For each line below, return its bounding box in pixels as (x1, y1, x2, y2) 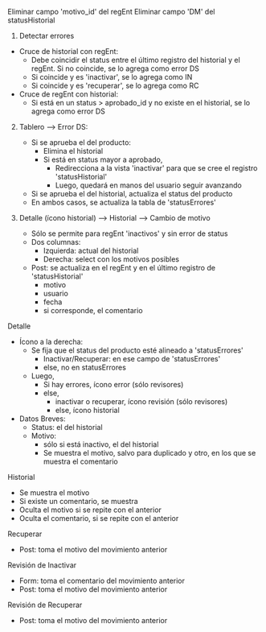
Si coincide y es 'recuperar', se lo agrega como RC (31, 81, 199, 90)
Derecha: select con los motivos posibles (43, 254, 180, 264)
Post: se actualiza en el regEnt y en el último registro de (31, 263, 216, 272)
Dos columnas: (31, 238, 81, 246)
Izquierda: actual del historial (43, 246, 139, 255)
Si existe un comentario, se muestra (18, 497, 138, 506)
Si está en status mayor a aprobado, (43, 155, 163, 164)
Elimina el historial (43, 147, 104, 155)
